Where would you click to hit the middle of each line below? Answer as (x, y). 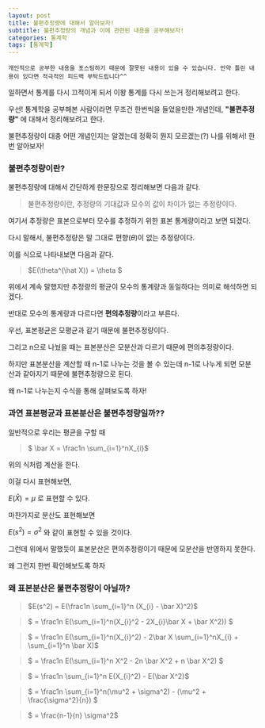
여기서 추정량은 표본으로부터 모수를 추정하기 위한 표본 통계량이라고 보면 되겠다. (130, 221)
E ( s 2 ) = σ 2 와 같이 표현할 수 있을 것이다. (70, 531)
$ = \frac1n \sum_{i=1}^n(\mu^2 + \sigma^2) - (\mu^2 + (117, 692)
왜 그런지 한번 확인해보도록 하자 (57, 566)
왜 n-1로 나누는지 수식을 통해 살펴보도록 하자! (78, 391)
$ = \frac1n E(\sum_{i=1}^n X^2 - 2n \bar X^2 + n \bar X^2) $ (125, 661)
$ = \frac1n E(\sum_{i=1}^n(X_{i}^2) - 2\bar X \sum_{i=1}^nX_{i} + (133, 637)
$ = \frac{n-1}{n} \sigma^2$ (73, 715)
